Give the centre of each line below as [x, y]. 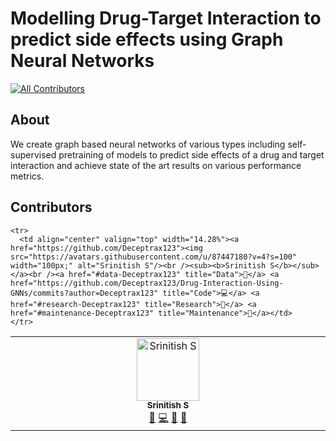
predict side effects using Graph [147, 39]
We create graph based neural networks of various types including [148, 144]
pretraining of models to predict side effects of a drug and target [191, 154]
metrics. [27, 176]
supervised [33, 154]
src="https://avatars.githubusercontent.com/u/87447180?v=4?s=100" [154, 257]
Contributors [51, 207]
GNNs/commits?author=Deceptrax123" [84, 293]
